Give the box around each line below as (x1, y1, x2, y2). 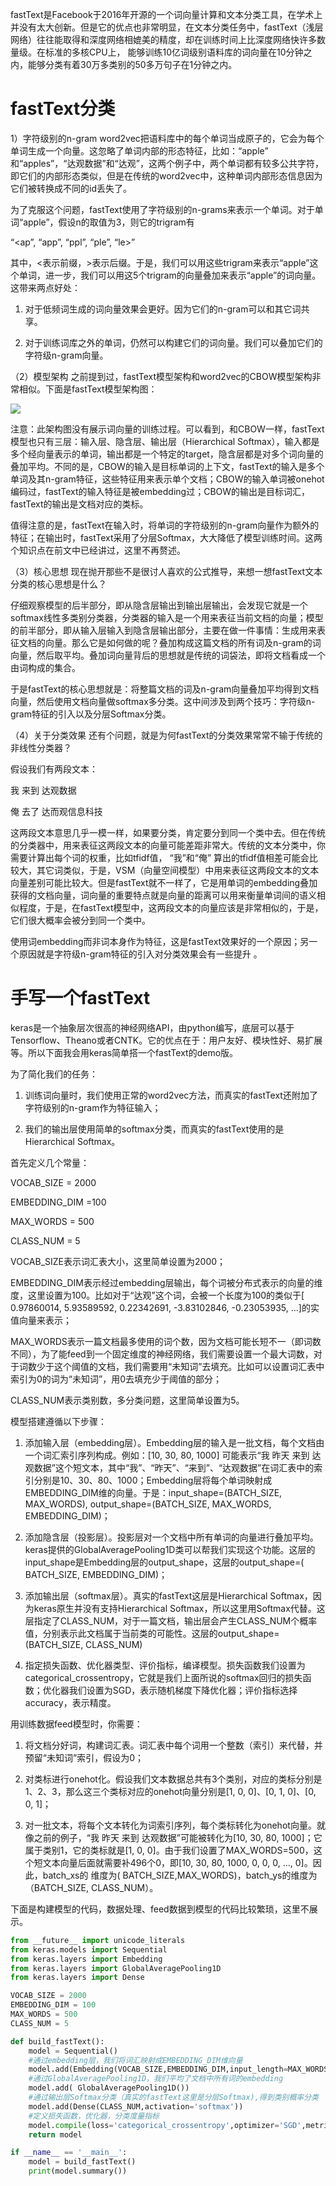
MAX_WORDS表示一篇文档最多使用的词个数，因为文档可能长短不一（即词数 (10, 1335, 322, 1347)
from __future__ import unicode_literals (10, 1935, 186, 1945)
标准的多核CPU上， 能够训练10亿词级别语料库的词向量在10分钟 (44, 46, 304, 58)
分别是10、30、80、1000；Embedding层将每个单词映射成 (33, 1474, 273, 1486)
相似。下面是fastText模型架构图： (18, 383, 158, 395)
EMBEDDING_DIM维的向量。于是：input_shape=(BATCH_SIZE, (24, 1486, 283, 1498)
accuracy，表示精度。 (24, 1696, 117, 1708)
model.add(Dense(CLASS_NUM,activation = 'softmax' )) (28, 2101, 244, 2112)
